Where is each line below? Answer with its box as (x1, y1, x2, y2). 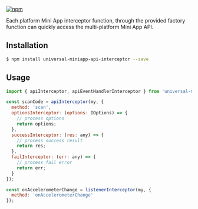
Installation (6, 40, 48, 50)
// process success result (16, 137, 83, 143)
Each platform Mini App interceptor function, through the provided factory (6, 17, 186, 24)
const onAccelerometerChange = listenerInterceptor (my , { (6, 187, 151, 192)
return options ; (16, 121, 57, 127)
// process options (16, 115, 65, 121)
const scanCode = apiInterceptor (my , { (6, 99, 104, 105)
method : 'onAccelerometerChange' (11, 192, 94, 198)
